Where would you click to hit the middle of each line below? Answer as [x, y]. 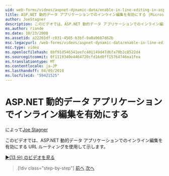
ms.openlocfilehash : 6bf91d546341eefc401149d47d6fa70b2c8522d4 [73, 52]
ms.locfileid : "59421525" [32, 76]
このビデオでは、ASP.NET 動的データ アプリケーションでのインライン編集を [84, 140]
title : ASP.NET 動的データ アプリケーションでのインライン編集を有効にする [76, 15]
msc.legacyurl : [21, 43]
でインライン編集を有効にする [67, 115]
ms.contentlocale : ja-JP [31, 66]
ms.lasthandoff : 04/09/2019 [35, 71]
